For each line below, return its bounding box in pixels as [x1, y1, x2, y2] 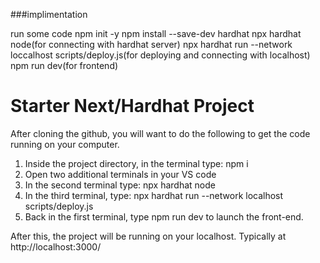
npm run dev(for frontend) [10, 60, 119, 71]
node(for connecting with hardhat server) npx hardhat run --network [10, 39, 293, 50]
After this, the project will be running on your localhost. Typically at [10, 230, 287, 242]
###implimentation [10, 9, 88, 20]
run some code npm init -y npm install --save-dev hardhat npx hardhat [10, 28, 302, 39]
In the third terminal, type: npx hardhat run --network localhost [24, 189, 284, 201]
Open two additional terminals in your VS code [24, 168, 217, 180]
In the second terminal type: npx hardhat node [24, 179, 217, 191]
